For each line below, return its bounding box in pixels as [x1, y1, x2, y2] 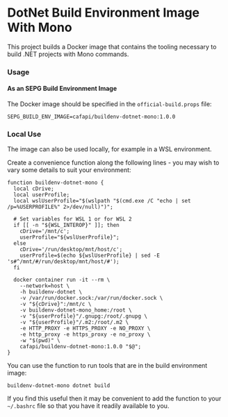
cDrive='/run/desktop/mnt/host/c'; [19, 246, 123, 253]
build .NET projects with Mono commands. [7, 50, 129, 58]
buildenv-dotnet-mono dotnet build [7, 382, 111, 389]
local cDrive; [13, 185, 54, 192]
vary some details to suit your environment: [7, 166, 131, 174]
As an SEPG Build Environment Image [7, 85, 117, 93]
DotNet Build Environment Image [7, 5, 200, 21]
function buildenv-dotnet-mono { [7, 179, 104, 187]
